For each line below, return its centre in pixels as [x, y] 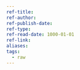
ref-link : [19, 40]
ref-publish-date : [29, 23]
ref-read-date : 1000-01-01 [40, 35]
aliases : [17, 46]
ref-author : [21, 18]
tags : [13, 52]
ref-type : [19, 29]
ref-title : [20, 12]
